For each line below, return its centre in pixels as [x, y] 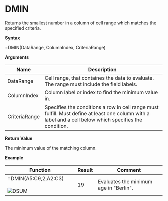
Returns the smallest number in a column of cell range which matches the [81, 23]
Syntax [13, 38]
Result [85, 170]
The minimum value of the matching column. [51, 148]
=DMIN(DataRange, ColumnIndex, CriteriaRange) [55, 47]
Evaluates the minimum [125, 181]
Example [14, 158]
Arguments [17, 57]
